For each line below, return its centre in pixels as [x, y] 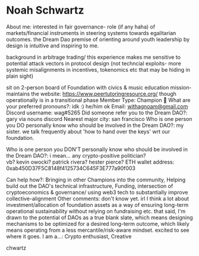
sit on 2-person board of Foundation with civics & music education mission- [99, 87]
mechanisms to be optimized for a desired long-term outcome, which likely [98, 223]
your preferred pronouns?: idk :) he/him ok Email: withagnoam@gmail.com [97, 106]
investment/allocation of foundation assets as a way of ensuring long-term [97, 204]
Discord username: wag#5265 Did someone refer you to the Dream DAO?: [97, 113]
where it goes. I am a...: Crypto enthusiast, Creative [69, 236]
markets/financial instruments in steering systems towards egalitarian [91, 33]
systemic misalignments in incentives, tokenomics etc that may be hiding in [98, 69]
